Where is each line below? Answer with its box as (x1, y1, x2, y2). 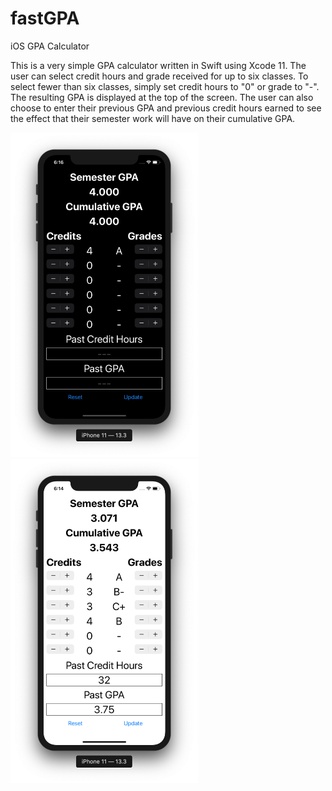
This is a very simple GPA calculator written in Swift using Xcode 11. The (10, 59, 307, 71)
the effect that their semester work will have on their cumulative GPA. (10, 112, 296, 124)
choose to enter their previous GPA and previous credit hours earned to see (10, 102, 322, 114)
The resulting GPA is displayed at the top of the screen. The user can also (10, 91, 314, 103)
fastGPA (10, 7, 80, 30)
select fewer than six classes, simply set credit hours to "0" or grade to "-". (10, 80, 320, 92)
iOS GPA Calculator (10, 40, 90, 52)
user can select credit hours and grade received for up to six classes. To (10, 70, 309, 82)
